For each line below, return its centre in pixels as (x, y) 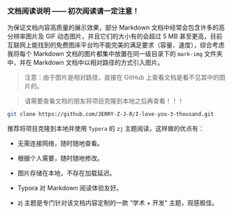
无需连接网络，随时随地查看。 (60, 143)
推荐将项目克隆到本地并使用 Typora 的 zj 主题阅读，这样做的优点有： (106, 129)
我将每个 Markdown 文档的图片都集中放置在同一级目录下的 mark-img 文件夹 (115, 54)
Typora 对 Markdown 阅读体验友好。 (70, 188)
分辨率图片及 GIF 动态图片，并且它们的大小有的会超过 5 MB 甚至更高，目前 (115, 36)
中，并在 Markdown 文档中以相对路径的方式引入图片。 (86, 63)
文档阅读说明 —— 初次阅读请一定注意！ (73, 10)
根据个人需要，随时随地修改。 (60, 158)
